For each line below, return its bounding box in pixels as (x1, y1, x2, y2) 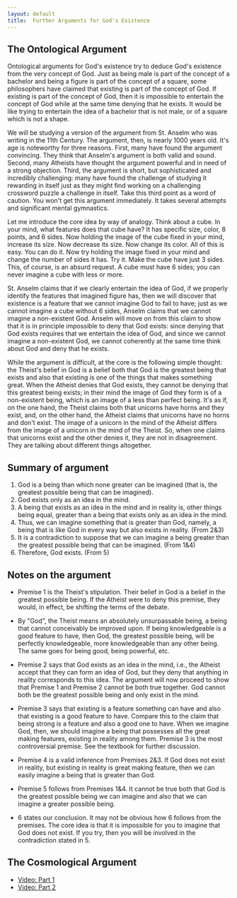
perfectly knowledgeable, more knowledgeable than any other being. (17, 639, 219, 648)
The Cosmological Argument (7, 856, 137, 869)
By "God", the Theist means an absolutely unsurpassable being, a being (17, 616, 228, 625)
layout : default (7, 10, 55, 18)
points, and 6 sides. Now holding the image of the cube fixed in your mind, (7, 233, 225, 241)
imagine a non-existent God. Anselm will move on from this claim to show (7, 314, 221, 323)
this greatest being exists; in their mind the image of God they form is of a (7, 388, 222, 397)
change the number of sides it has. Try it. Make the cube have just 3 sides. (7, 255, 225, 264)
